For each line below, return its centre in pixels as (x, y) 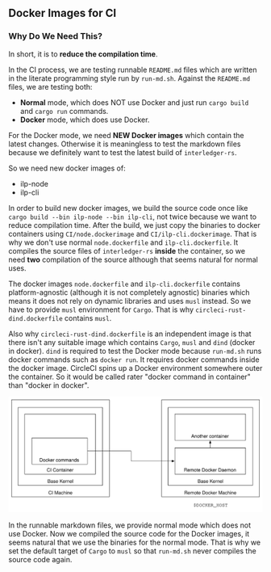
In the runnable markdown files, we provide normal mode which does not (130, 525)
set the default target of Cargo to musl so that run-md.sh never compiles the (132, 551)
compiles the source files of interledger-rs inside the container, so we (127, 250)
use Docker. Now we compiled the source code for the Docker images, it (129, 533)
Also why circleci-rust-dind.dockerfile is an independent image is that (130, 334)
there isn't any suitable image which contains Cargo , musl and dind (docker (132, 342)
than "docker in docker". (49, 385)
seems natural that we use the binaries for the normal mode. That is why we (134, 542)
